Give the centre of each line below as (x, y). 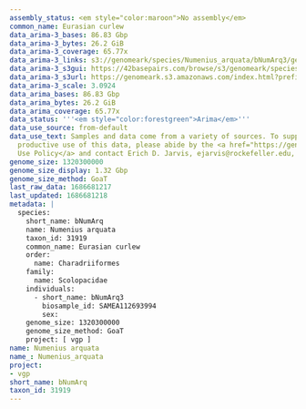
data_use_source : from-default (69, 128)
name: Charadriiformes (76, 264)
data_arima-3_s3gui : (49, 69)
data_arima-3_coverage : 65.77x (69, 52)
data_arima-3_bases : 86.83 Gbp (69, 35)
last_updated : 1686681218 (58, 196)
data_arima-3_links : (49, 60)
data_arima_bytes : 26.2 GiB (63, 102)
